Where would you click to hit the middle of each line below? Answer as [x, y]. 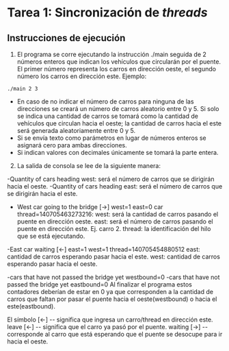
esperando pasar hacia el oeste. [52, 264]
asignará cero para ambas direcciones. [72, 145]
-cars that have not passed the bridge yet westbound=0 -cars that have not [113, 277]
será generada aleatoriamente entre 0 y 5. [76, 131]
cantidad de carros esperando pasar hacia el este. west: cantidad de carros [114, 256]
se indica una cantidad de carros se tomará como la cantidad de [107, 116]
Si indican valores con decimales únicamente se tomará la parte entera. [118, 153]
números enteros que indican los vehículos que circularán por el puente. [119, 62]
